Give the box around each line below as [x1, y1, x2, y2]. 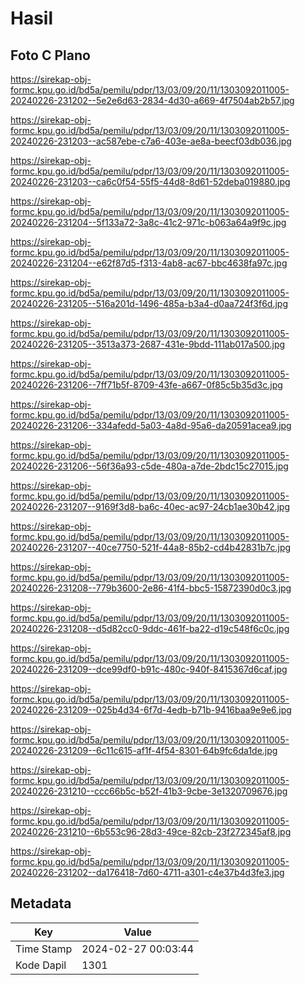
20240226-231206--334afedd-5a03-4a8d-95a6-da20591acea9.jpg [10, 420, 292, 431]
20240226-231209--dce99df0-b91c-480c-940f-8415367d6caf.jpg [10, 663, 288, 675]
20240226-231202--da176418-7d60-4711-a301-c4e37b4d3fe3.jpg [10, 867, 285, 878]
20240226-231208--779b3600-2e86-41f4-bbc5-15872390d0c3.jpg [10, 582, 292, 594]
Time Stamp [15, 942, 73, 956]
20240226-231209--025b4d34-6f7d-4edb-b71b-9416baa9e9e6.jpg [10, 704, 292, 716]
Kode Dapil [15, 958, 67, 972]
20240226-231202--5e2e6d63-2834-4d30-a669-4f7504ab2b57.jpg [10, 95, 295, 106]
